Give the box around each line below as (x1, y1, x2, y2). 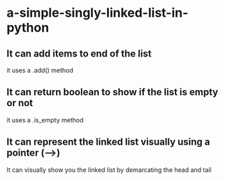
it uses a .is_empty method (6, 115, 84, 124)
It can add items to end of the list (6, 48, 152, 59)
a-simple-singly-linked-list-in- (6, 5, 189, 21)
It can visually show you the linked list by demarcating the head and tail (6, 166, 212, 174)
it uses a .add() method (6, 66, 74, 74)
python (6, 20, 50, 36)
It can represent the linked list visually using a (6, 136, 210, 148)
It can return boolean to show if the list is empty (6, 86, 219, 99)
